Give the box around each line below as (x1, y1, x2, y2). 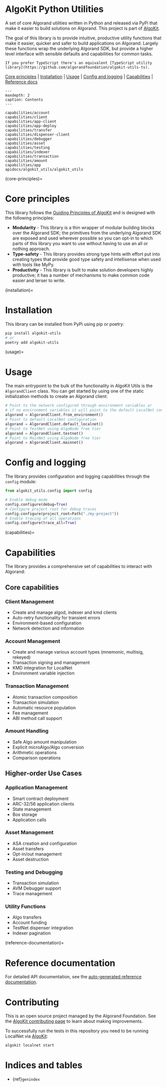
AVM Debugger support (12, 885, 61, 891)
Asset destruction (12, 856, 49, 862)
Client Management (5, 598, 54, 605)
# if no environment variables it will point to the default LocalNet (5, 408, 155, 413)
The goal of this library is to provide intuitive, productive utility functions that (5, 35, 162, 41)
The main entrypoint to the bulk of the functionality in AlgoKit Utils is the (5, 383, 153, 389)
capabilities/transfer (5, 128, 52, 133)
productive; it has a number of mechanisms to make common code (12, 272, 150, 278)
